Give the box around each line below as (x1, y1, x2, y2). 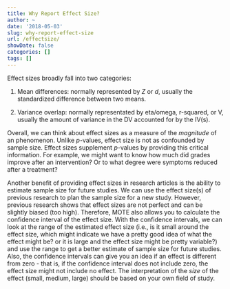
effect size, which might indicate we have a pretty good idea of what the (7, 230, 212, 238)
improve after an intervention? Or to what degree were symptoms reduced (7, 158, 218, 166)
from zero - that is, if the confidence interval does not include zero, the (7, 259, 209, 268)
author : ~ (7, 17, 36, 23)
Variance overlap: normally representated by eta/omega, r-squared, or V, (17, 108, 224, 116)
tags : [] (7, 55, 32, 62)
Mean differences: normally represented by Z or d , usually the (17, 87, 193, 95)
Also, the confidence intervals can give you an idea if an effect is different (7, 252, 217, 260)
